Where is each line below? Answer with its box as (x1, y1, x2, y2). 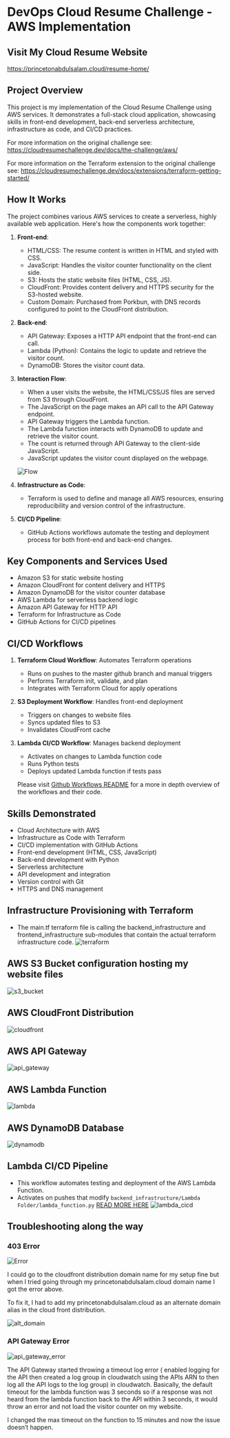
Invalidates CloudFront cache (27, 726, 111, 734)
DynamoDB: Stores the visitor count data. (27, 361, 145, 370)
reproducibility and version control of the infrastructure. (27, 501, 186, 510)
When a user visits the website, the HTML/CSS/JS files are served (27, 387, 216, 396)
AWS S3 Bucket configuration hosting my (7, 958, 189, 970)
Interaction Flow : (17, 374, 67, 383)
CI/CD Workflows (7, 637, 84, 649)
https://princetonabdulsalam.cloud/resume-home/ (7, 65, 149, 73)
